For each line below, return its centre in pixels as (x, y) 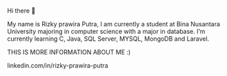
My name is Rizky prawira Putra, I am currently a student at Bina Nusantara (114, 24)
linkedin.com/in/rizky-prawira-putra (58, 65)
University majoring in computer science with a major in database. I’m (106, 31)
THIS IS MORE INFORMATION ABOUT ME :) (69, 52)
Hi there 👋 (21, 11)
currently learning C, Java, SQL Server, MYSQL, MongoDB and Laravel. (108, 39)
